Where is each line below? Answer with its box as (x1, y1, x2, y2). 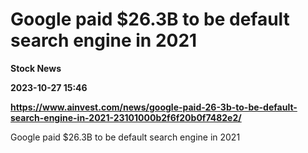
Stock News (10, 62, 62, 74)
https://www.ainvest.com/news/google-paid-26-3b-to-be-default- (10, 101, 298, 113)
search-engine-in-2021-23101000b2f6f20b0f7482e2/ (10, 111, 242, 123)
